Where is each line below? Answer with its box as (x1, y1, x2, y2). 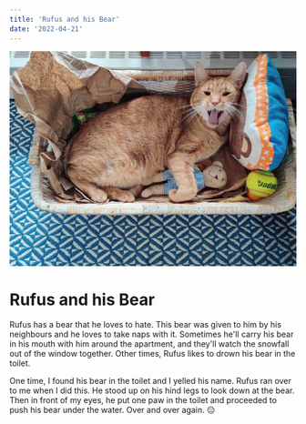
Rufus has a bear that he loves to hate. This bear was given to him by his (9, 319, 282, 330)
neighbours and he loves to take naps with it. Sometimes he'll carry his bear (9, 328, 294, 340)
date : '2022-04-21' (9, 24, 84, 34)
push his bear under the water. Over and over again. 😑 (9, 405, 216, 416)
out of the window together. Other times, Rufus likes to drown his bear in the (9, 348, 296, 359)
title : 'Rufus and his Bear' (9, 15, 120, 24)
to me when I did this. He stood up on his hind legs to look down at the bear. (9, 385, 295, 396)
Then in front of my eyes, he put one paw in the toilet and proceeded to (9, 395, 278, 406)
